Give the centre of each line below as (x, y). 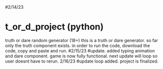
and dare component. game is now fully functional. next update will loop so (81, 56)
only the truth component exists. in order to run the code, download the (78, 46)
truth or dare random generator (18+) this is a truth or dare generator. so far (82, 40)
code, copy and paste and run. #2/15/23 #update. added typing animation (80, 50)
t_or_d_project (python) (54, 27)
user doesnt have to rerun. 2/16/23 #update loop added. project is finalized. (82, 61)
